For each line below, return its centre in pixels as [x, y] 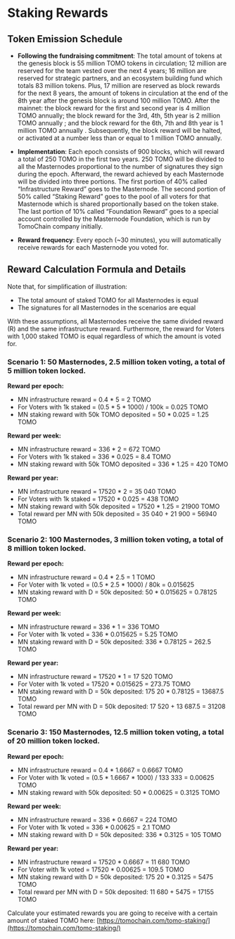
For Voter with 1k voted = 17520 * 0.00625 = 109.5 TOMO [101, 869]
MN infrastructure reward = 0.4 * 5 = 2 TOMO [84, 400]
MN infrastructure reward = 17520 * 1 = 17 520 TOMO [95, 677]
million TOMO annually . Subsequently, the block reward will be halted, [120, 130]
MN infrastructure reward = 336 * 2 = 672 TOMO [89, 449]
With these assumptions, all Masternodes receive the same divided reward [115, 321]
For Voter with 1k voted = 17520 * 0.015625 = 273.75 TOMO [104, 684]
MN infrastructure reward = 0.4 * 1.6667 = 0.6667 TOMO [100, 770]
